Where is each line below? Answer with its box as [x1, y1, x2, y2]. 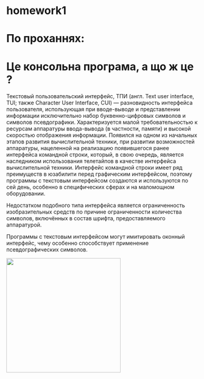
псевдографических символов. [6, 246, 88, 253]
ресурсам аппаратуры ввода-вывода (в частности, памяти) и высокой [6, 125, 191, 132]
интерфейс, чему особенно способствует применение [6, 239, 149, 247]
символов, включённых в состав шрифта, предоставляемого [6, 215, 166, 222]
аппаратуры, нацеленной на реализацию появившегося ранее [6, 145, 169, 152]
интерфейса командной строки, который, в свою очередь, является [6, 151, 184, 159]
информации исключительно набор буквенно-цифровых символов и [6, 112, 186, 120]
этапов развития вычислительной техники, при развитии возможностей [6, 138, 195, 145]
